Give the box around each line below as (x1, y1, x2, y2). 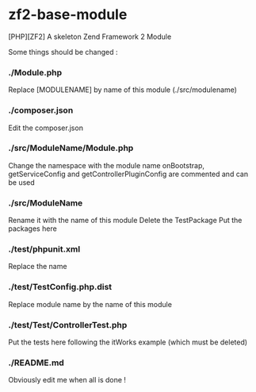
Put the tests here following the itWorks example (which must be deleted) (8, 337, 248, 347)
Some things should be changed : (8, 47, 118, 56)
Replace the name (8, 262, 67, 271)
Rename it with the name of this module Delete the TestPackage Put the (8, 216, 243, 225)
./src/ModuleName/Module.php (8, 143, 134, 154)
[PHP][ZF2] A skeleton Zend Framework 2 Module (8, 32, 172, 41)
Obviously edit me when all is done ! (8, 375, 127, 385)
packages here (8, 224, 57, 233)
